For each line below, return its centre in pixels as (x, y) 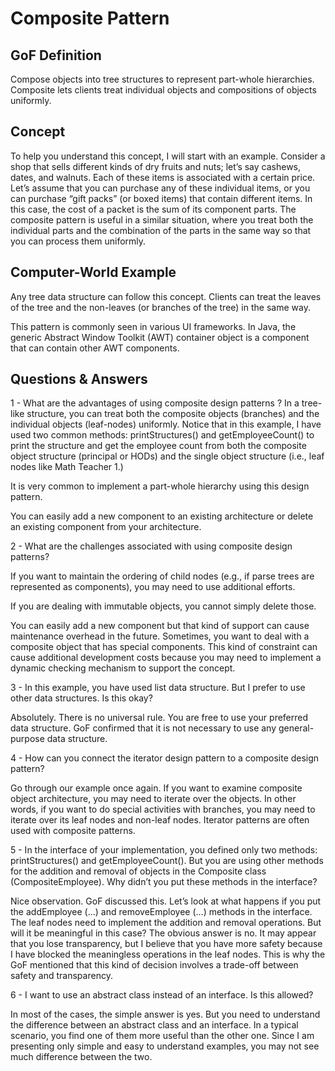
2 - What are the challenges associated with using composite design (151, 546)
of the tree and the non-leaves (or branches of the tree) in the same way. (160, 307)
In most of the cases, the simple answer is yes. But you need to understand (165, 1014)
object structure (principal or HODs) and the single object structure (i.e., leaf (167, 456)
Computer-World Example (93, 272)
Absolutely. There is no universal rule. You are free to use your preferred (159, 718)
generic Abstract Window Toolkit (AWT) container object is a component (160, 337)
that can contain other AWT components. (95, 348)
